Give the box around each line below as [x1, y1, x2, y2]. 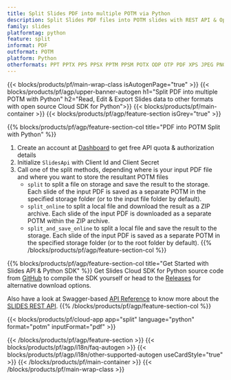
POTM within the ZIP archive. [27, 216, 110, 224]
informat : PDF [7, 42, 48, 49]
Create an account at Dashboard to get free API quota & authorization [16, 143, 214, 151]
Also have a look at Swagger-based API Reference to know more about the [7, 294, 219, 303]
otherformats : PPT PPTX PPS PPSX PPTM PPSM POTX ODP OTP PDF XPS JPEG [7, 61, 214, 68]
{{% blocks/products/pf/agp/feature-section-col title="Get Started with [7, 259, 209, 267]
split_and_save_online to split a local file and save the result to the [27, 224, 217, 232]
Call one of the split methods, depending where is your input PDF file [16, 165, 212, 173]
